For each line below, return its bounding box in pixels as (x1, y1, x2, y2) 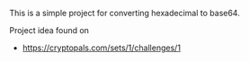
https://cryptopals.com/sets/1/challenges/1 (22, 42, 182, 53)
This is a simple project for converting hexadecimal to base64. (9, 8, 240, 18)
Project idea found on (9, 25, 90, 35)
